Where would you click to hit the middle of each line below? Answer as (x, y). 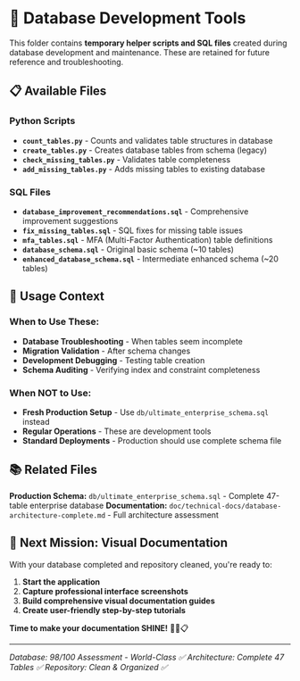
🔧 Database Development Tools (128, 18)
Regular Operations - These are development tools (117, 431)
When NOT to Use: (50, 393)
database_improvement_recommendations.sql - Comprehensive (135, 211)
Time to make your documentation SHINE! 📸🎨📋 (99, 627)
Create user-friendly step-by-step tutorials (104, 610)
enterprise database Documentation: (99, 505)
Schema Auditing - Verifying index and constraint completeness (141, 370)
